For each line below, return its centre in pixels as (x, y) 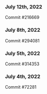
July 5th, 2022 (23, 53)
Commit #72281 (21, 87)
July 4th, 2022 (23, 76)
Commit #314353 (22, 64)
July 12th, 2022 (24, 7)
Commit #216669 (22, 18)
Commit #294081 (22, 40)
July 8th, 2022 (23, 30)
